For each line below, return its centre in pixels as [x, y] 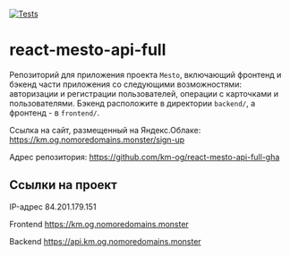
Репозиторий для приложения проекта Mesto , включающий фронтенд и [145, 74]
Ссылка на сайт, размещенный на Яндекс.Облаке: [105, 130]
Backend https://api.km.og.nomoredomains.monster [105, 241]
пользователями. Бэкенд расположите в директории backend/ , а [132, 103]
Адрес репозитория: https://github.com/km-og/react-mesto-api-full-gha [145, 157]
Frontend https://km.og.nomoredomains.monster [99, 224]
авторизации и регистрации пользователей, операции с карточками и [144, 93]
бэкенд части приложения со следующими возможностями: [125, 84]
